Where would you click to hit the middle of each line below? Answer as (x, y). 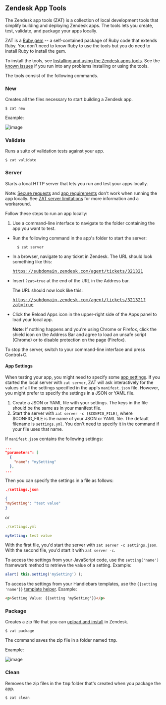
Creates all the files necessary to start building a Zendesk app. (69, 100)
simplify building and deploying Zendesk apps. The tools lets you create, (79, 25)
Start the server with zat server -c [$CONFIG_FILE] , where (72, 413)
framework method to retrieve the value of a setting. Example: (68, 565)
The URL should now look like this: (48, 290)
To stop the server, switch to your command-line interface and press (75, 349)
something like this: (32, 261)
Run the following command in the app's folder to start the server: (80, 238)
